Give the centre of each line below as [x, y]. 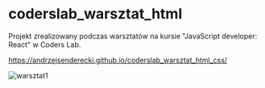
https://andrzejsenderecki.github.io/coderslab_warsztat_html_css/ [118, 60]
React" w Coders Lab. [45, 44]
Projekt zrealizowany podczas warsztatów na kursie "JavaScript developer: [133, 36]
